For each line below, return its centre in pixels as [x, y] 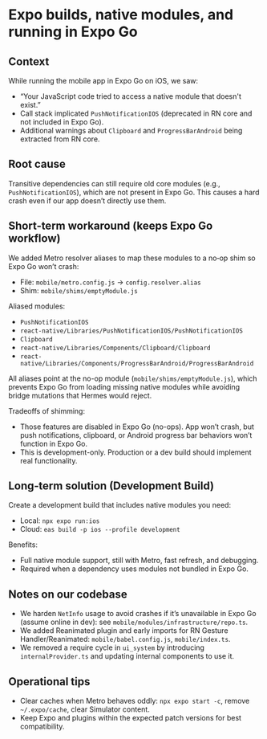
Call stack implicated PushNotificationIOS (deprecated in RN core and [136, 113]
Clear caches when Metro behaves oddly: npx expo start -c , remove [135, 701]
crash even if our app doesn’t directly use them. [87, 200]
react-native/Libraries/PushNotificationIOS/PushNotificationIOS [131, 331]
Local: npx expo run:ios [60, 521]
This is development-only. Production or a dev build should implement [136, 452]
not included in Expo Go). [62, 122]
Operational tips [49, 682]
